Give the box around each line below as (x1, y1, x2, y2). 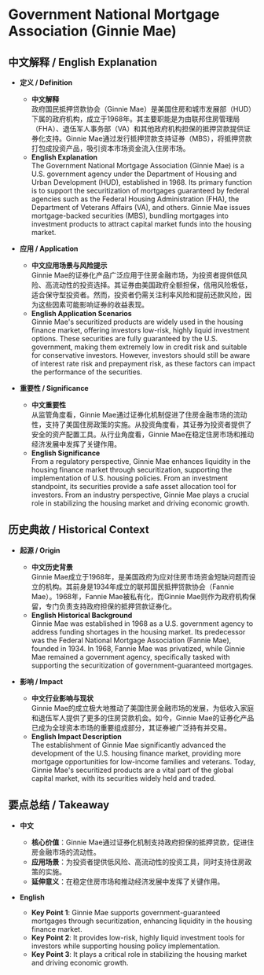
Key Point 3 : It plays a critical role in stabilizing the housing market (31, 949, 247, 958)
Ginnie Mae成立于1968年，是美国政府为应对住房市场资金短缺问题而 (31, 572, 249, 581)
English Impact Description (31, 731, 122, 741)
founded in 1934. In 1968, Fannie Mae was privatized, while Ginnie (31, 643, 245, 653)
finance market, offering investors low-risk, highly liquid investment (31, 326, 250, 335)
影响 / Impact (19, 676, 64, 686)
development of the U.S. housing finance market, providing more (31, 749, 241, 758)
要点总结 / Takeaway (8, 798, 110, 811)
